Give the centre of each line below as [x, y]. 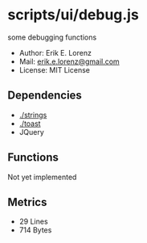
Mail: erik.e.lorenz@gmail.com [69, 61]
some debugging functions [52, 37]
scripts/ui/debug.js [73, 15]
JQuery [32, 132]
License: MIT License [54, 69]
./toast [30, 124]
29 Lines [34, 222]
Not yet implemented [42, 177]
